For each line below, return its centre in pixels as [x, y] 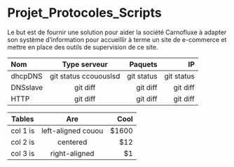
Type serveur [85, 64]
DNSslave [27, 87]
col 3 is [23, 153]
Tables [23, 119]
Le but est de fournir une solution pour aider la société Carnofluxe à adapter [117, 32]
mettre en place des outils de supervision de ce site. [83, 47]
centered [72, 142]
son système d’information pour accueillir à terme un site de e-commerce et [117, 39]
